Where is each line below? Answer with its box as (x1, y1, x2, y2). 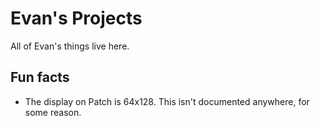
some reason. (24, 106, 82, 118)
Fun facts (10, 69, 70, 86)
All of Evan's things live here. (10, 40, 130, 52)
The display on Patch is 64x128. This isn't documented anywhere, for (24, 95, 310, 107)
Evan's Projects (10, 7, 143, 30)
